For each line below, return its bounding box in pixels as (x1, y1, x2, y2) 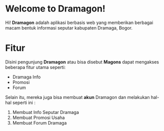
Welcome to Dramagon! (5, 3, 106, 14)
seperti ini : (12, 99, 36, 105)
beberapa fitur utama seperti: (5, 64, 66, 70)
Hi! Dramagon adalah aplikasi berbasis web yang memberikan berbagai (5, 19, 153, 25)
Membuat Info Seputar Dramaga (12, 109, 79, 115)
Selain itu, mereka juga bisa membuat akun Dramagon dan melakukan (5, 94, 150, 100)
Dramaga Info (12, 73, 41, 80)
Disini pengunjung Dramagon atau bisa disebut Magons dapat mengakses (5, 58, 159, 65)
